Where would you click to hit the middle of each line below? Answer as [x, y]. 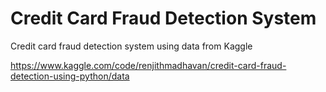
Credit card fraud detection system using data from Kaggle [131, 46]
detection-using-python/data [70, 76]
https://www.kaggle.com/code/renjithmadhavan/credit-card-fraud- [148, 65]
